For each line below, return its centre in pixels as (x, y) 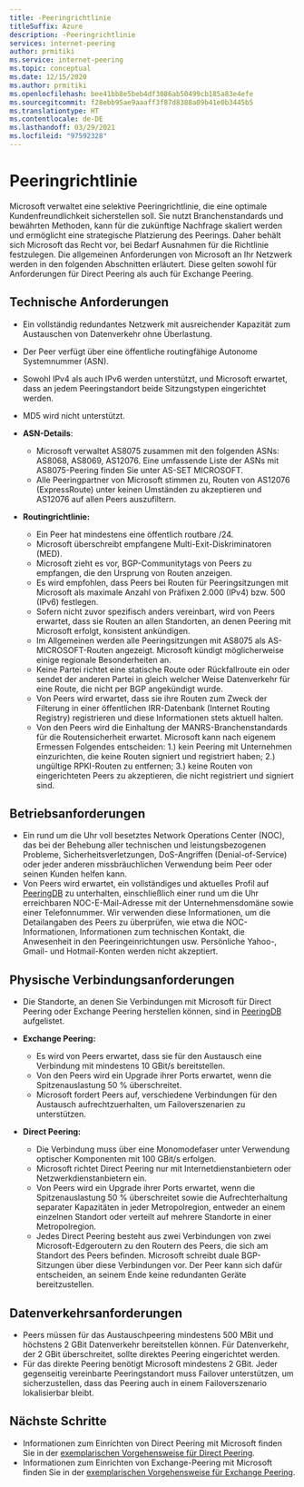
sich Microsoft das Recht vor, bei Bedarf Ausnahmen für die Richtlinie (139, 244)
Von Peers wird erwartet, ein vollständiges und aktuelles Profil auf (146, 884)
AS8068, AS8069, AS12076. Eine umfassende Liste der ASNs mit (157, 461)
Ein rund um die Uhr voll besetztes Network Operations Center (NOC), (153, 836)
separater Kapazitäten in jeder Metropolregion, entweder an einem (161, 1207)
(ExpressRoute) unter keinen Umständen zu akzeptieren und (149, 489)
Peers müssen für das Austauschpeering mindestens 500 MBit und (148, 1335)
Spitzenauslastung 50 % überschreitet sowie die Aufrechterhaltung (162, 1198)
